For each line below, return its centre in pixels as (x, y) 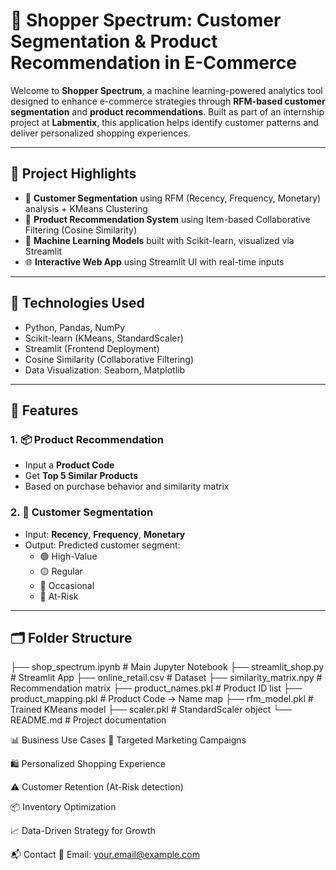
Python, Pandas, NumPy (75, 327)
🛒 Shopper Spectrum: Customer (146, 20)
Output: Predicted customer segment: (102, 545)
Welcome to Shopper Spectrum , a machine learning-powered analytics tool (166, 90)
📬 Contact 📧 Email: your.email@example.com (105, 855)
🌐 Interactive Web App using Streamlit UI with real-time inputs (154, 261)
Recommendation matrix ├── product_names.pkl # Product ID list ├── (156, 688)
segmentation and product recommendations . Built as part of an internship (167, 111)
